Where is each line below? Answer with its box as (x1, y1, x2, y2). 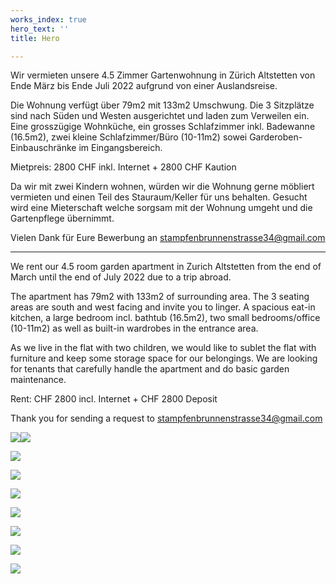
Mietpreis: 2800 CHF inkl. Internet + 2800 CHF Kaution (10, 161, 237, 173)
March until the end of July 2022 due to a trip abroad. (10, 271, 232, 283)
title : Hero (10, 33, 60, 43)
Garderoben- (249, 131, 303, 143)
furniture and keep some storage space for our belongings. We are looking (10, 352, 318, 365)
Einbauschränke (10, 142, 77, 154)
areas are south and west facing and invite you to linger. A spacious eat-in (10, 301, 316, 313)
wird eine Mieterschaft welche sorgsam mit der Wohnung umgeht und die (10, 202, 313, 214)
